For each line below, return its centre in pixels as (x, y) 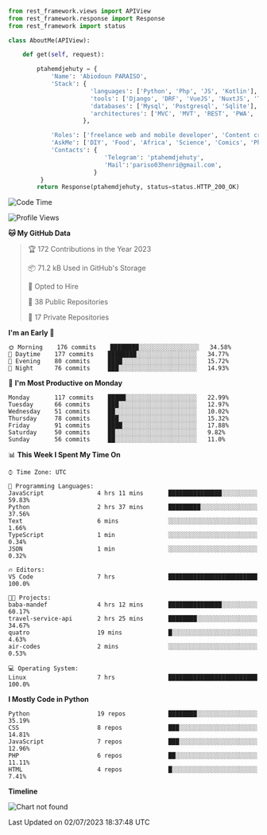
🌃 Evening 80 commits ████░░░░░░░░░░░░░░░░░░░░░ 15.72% (118, 362)
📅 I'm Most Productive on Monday (66, 383)
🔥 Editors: (27, 570)
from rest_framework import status (67, 26)
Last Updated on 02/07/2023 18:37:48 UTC (79, 822)
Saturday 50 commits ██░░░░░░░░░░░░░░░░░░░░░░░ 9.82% (117, 433)
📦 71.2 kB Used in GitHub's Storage (87, 268)
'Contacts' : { (74, 151)
